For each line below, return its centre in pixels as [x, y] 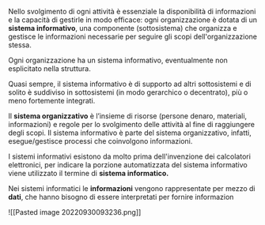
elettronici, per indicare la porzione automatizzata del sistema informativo [128, 165]
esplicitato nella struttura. [49, 69]
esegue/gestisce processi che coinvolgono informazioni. [100, 141]
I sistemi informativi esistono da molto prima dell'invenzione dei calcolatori [130, 156]
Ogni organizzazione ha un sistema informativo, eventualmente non [118, 60]
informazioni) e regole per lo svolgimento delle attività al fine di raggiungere [132, 124]
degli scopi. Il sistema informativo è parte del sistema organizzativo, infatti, [130, 133]
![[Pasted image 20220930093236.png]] [75, 212]
